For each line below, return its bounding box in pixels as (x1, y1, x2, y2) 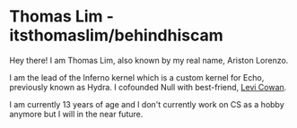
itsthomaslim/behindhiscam (9, 25, 224, 46)
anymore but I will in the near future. (9, 108, 144, 119)
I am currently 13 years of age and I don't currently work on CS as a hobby (9, 98, 284, 109)
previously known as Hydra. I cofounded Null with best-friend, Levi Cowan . (9, 81, 287, 92)
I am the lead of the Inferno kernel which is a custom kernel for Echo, (9, 72, 265, 82)
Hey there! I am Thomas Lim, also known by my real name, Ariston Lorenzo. (9, 55, 289, 65)
